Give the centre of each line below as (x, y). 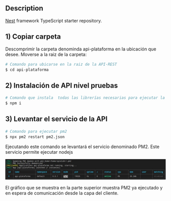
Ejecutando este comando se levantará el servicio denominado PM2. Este (82, 147)
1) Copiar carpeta (33, 37)
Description (24, 8)
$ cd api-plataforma (27, 70)
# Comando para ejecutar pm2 (36, 131)
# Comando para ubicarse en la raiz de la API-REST (61, 64)
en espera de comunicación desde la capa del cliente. (62, 193)
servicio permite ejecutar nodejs (39, 152)
